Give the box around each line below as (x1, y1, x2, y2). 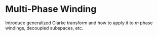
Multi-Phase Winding (5, 3, 97, 15)
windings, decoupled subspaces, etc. (5, 25, 84, 31)
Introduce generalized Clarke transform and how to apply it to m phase (5, 20, 153, 26)
